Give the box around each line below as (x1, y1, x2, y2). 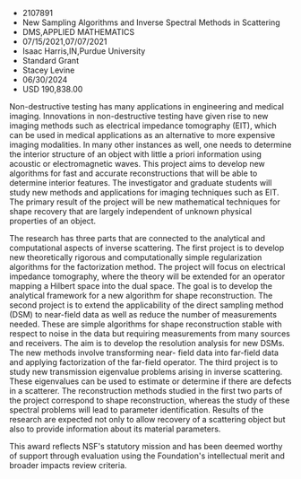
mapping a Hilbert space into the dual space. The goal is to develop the (9, 281, 273, 291)
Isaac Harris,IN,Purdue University (21, 46, 146, 57)
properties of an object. (9, 215, 97, 226)
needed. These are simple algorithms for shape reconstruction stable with (9, 318, 282, 329)
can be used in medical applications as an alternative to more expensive (9, 130, 276, 140)
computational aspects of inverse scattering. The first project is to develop (9, 242, 285, 253)
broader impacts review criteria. (9, 460, 127, 470)
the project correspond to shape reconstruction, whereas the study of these (9, 395, 290, 405)
